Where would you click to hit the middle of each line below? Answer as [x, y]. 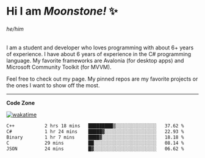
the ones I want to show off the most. [53, 85]
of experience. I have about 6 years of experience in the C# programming [99, 54]
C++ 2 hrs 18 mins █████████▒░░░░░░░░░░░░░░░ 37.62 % [95, 126]
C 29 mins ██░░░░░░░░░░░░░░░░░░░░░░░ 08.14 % [95, 143]
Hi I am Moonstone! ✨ [62, 11]
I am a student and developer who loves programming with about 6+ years [100, 48]
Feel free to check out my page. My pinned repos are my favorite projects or [102, 79]
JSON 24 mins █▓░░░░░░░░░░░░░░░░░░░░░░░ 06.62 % [95, 149]
